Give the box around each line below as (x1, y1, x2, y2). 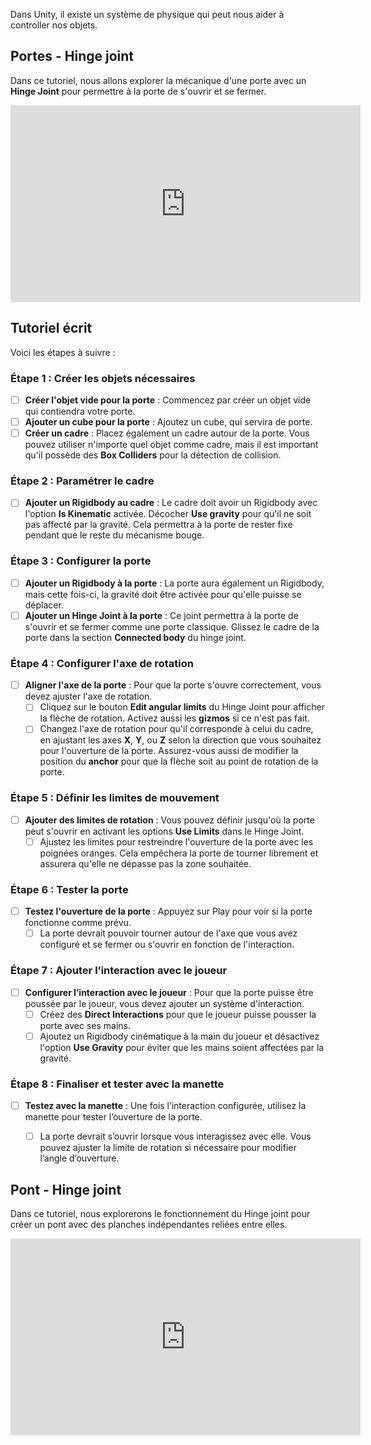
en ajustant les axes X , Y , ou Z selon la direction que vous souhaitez (39, 734, 322, 746)
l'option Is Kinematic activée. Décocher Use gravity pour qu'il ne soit (24, 508, 312, 520)
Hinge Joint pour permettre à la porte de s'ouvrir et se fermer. (10, 85, 267, 97)
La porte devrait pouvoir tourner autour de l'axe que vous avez (39, 927, 298, 939)
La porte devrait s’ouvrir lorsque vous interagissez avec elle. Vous (39, 1130, 312, 1143)
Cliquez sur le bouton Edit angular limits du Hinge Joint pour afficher (39, 701, 325, 713)
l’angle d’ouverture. (39, 1152, 120, 1164)
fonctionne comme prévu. (24, 917, 132, 929)
